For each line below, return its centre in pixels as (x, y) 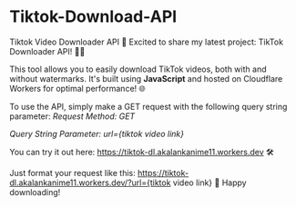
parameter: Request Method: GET (72, 116)
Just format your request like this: (72, 172)
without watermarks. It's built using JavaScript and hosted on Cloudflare (146, 78)
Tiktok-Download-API (93, 17)
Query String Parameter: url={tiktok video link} (97, 133)
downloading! (35, 192)
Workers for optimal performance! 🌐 (77, 88)
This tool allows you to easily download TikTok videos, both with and (138, 69)
